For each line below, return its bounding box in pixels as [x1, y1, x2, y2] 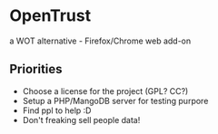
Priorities [9, 62, 63, 77]
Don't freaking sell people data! [22, 114, 141, 125]
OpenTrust [9, 5, 92, 26]
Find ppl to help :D [22, 105, 92, 116]
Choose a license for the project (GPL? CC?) [22, 85, 189, 96]
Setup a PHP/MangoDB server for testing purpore [22, 95, 209, 106]
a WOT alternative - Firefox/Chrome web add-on [9, 35, 192, 46]
